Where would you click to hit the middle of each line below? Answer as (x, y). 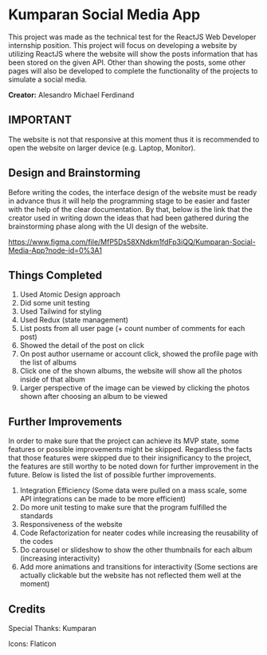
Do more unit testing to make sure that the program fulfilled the (123, 507)
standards (36, 516)
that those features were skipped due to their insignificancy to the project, (130, 458)
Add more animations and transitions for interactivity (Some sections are (139, 567)
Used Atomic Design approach (70, 294)
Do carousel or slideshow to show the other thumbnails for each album (136, 550)
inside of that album (53, 379)
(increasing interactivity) (60, 558)
